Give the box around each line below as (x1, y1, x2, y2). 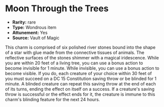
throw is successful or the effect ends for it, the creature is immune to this (5, 91, 155, 97)
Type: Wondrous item (12, 24, 57, 30)
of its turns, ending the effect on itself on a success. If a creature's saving (5, 86, 155, 92)
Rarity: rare (12, 19, 36, 25)
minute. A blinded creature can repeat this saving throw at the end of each (5, 80, 156, 86)
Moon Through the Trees (5, 3, 109, 14)
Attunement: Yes (12, 29, 48, 35)
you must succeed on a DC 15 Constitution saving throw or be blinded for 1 (5, 76, 157, 81)
